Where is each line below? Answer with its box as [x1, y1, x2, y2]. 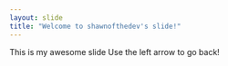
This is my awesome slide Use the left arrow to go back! [9, 46, 221, 57]
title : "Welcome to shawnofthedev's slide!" [9, 22, 181, 31]
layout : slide [9, 13, 64, 23]
